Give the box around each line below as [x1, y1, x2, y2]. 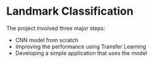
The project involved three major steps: [6, 24, 105, 32]
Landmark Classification [6, 4, 133, 18]
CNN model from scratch [15, 36, 78, 43]
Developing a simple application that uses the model [15, 49, 147, 56]
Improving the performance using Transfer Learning [15, 43, 147, 50]
